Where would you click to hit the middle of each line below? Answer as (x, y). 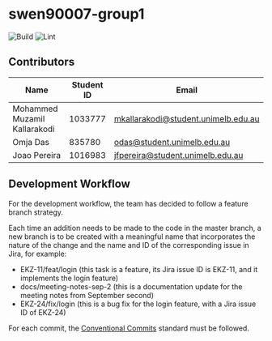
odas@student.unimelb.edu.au (172, 142)
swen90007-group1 (76, 14)
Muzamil (29, 118)
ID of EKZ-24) (43, 312)
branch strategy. (36, 212)
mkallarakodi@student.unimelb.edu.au (187, 118)
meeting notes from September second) (87, 295)
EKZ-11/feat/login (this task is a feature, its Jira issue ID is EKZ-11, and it (139, 269)
